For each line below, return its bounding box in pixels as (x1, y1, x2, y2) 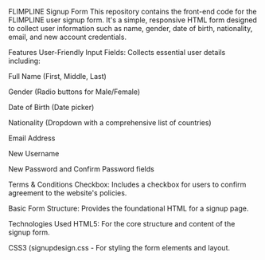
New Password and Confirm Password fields (8, 164, 155, 174)
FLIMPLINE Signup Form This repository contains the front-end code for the (8, 7, 257, 16)
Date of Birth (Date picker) (8, 103, 95, 112)
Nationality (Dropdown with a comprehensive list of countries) (8, 118, 212, 127)
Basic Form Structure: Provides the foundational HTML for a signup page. (8, 203, 249, 213)
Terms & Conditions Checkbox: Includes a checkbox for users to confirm (8, 179, 247, 189)
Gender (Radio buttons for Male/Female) (8, 87, 141, 97)
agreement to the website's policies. (8, 188, 127, 198)
